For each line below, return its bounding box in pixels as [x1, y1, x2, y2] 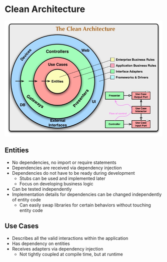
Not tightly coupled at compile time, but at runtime [19, 251, 123, 257]
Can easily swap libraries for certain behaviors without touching [19, 202, 151, 208]
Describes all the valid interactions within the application [11, 235, 128, 241]
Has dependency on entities [11, 240, 70, 246]
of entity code [11, 196, 41, 202]
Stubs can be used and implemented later [19, 175, 105, 181]
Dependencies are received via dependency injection [11, 164, 122, 171]
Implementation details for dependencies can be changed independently [11, 191, 162, 197]
